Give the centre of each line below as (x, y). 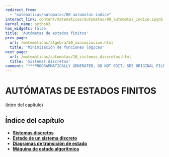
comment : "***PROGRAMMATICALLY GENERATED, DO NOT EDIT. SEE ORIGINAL (80, 66)
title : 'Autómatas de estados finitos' (47, 33)
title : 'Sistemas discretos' (40, 61)
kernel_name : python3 (28, 24)
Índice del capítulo (35, 121)
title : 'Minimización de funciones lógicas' (57, 47)
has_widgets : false (26, 29)
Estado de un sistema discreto (45, 138)
